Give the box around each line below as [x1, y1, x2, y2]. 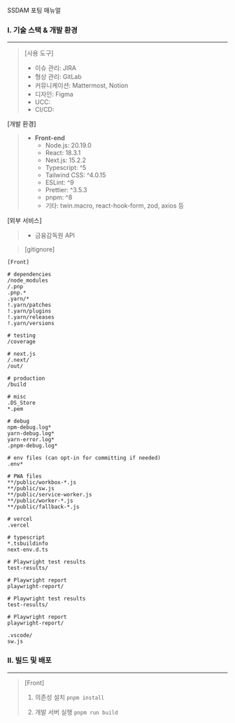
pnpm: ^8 [45, 193, 73, 201]
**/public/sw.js [7, 485, 55, 492]
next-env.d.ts [7, 546, 49, 554]
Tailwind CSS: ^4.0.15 [45, 171, 106, 180]
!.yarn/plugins [7, 308, 52, 315]
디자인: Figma [34, 90, 73, 99]
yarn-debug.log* [7, 430, 55, 437]
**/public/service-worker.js [7, 492, 92, 499]
